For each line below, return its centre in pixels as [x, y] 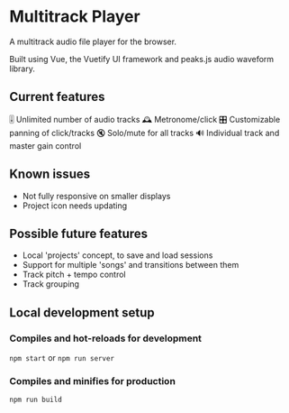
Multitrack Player [75, 17]
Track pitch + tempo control [74, 275]
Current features [57, 97]
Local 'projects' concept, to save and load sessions [117, 255]
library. [23, 69]
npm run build [36, 400]
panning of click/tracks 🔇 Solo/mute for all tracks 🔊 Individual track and [144, 133]
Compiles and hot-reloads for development [106, 338]
